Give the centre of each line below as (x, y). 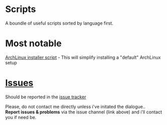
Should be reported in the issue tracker (46, 97)
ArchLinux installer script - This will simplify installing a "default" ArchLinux (83, 57)
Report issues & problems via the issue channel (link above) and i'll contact (84, 112)
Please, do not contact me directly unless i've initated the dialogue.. (75, 106)
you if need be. (21, 117)
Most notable (33, 43)
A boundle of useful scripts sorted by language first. (59, 23)
